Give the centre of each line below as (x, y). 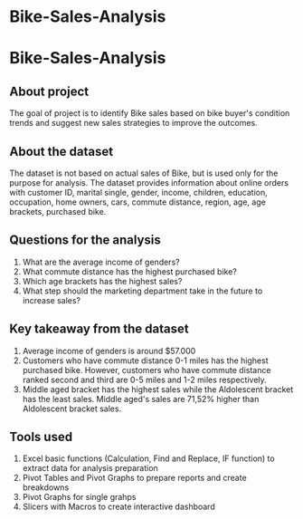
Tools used (41, 437)
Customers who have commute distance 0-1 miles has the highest (145, 360)
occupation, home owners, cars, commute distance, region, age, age (138, 202)
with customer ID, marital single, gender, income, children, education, (139, 192)
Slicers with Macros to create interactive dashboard (118, 507)
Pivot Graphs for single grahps (79, 497)
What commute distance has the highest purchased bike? (129, 271)
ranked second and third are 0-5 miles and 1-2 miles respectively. (144, 380)
